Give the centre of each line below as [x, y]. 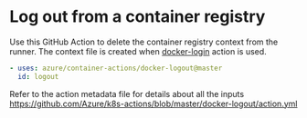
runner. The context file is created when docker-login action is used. [138, 51]
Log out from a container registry [138, 17]
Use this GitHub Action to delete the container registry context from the [144, 42]
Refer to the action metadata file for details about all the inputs [127, 93]
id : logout [38, 76]
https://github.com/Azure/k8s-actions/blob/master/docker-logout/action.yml [153, 103]
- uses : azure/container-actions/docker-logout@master [116, 68]
